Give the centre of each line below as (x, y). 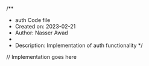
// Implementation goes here (42, 57)
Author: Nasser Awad (41, 33)
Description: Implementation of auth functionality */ (79, 45)
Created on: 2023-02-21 (45, 26)
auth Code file (33, 20)
